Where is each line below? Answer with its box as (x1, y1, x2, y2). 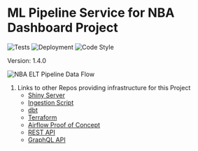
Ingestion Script (27, 98, 74, 106)
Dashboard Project (7, 20, 118, 36)
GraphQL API (27, 135, 66, 144)
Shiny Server (27, 91, 65, 99)
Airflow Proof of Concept (27, 120, 100, 129)
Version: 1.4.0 (7, 56, 47, 64)
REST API (27, 128, 56, 136)
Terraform (27, 113, 57, 122)
